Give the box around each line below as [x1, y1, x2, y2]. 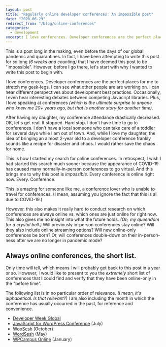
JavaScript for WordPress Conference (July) [12, 320, 103, 326]
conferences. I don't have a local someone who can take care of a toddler [5, 125, 156, 131]
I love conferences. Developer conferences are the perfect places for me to [5, 78, 159, 84]
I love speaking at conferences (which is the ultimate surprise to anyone [5, 100, 152, 105]
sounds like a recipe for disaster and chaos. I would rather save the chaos [5, 140, 156, 146]
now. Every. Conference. [5, 176, 56, 182]
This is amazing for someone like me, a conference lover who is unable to [5, 186, 155, 192]
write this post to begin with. [5, 69, 64, 75]
